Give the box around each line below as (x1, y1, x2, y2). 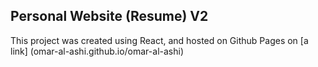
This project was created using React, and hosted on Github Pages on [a (10, 34, 309, 46)
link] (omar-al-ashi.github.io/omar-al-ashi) (10, 45, 184, 57)
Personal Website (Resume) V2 (10, 8, 209, 25)
